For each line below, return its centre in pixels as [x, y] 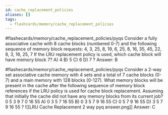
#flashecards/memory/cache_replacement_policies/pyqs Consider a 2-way [83, 70]
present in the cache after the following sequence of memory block [75, 86]
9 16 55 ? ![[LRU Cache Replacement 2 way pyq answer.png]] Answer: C [80, 107]
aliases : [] [18, 15]
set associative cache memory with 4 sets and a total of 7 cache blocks [80, 75]
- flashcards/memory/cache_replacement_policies [62, 24]
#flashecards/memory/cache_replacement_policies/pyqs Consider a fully [81, 38]
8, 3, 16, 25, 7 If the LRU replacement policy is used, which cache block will [83, 54]
